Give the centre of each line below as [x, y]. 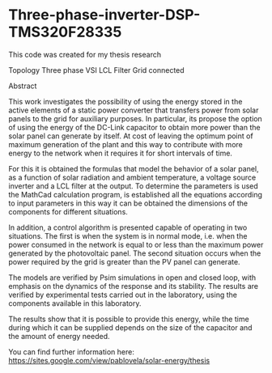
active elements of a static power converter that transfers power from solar [134, 110]
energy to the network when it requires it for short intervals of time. [121, 153]
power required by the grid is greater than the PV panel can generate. [124, 261]
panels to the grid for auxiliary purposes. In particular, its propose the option [136, 118]
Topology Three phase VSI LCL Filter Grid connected [96, 70]
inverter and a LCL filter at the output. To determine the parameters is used [134, 186]
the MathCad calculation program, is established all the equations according [136, 194]
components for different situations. [68, 211]
